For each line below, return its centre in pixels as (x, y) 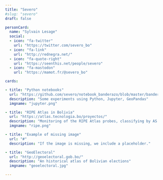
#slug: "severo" (21, 14)
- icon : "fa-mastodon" (32, 68)
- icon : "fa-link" (28, 50)
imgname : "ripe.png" (30, 126)
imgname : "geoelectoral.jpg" (39, 166)
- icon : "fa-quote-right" (36, 59)
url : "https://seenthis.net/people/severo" (58, 64)
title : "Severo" (21, 9)
